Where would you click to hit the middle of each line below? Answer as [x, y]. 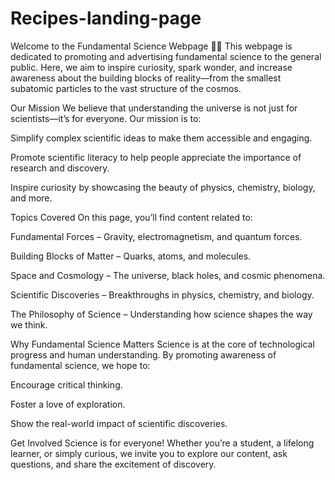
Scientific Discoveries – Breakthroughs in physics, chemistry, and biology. [162, 294]
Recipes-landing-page [106, 18]
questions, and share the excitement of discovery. [113, 464]
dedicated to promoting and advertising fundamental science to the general [166, 56]
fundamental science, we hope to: [80, 365]
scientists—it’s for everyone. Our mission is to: [106, 118]
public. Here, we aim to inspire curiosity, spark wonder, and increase [151, 67]
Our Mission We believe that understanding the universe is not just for [154, 108]
